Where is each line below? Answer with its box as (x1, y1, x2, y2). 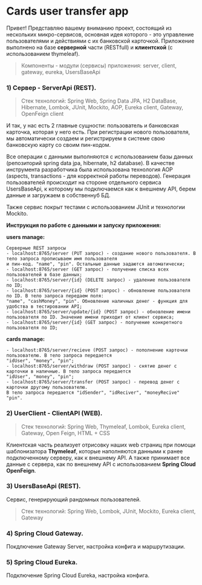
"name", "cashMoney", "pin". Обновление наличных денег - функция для (6, 299, 188, 305)
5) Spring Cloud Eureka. (6, 558, 78, 567)
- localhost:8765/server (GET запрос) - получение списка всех (6, 266, 169, 272)
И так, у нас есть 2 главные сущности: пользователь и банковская (6, 122, 179, 129)
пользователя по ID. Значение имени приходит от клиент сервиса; (6, 314, 174, 320)
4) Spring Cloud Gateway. (6, 529, 83, 538)
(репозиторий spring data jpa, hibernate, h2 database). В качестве (6, 160, 175, 167)
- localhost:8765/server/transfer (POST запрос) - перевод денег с (6, 379, 180, 385)
